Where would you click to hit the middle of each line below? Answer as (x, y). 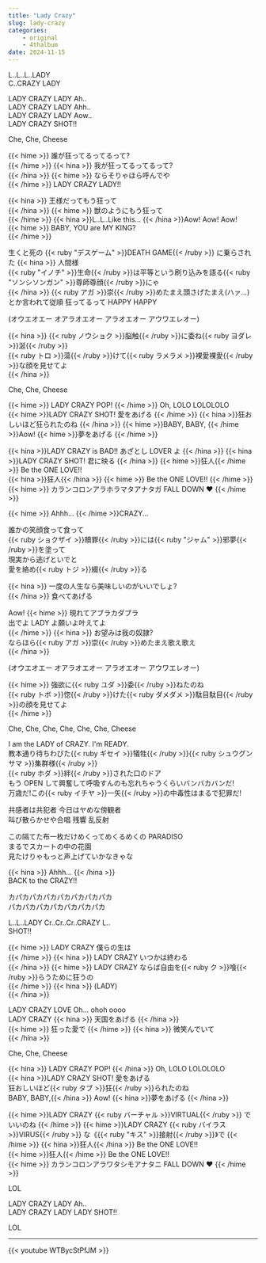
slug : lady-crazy (37, 23)
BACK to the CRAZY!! (43, 881)
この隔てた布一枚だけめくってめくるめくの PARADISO (96, 837)
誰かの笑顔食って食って (46, 530)
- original (40, 38)
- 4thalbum (40, 45)
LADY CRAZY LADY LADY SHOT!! (63, 1212)
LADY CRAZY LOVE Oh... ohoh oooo (67, 1010)
